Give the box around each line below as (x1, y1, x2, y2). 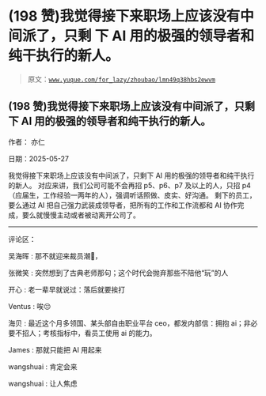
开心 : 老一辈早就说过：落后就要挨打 (8, 285, 125, 294)
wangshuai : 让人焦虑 (8, 379, 78, 388)
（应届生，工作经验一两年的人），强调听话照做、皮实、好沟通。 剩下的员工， (8, 190, 256, 200)
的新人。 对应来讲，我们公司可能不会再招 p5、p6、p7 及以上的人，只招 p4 (8, 180, 251, 190)
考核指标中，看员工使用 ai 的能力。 (42, 328, 157, 338)
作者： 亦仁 (8, 137, 45, 146)
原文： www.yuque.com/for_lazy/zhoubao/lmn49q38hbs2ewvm (27, 74, 216, 84)
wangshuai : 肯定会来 (8, 361, 78, 371)
